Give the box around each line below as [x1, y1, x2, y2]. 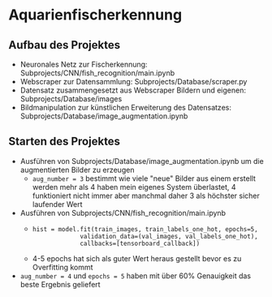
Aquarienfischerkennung [8, 6, 183, 24]
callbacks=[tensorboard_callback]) [80, 239, 201, 247]
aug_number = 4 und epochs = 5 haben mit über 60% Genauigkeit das [19, 270, 252, 281]
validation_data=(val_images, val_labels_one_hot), [80, 232, 258, 240]
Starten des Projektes [8, 135, 120, 148]
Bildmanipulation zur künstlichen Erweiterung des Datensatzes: [19, 103, 231, 112]
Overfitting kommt [32, 262, 93, 272]
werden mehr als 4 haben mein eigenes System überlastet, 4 [32, 182, 236, 192]
